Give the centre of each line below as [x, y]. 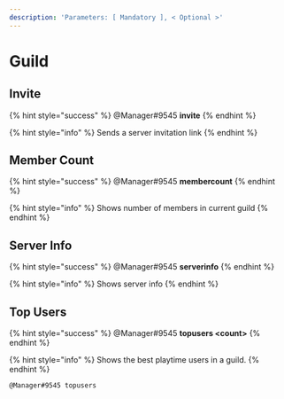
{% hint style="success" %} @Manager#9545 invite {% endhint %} [133, 115]
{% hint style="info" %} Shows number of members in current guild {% [139, 208]
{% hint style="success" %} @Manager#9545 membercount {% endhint [142, 182]
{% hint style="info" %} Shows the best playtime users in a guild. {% [134, 360]
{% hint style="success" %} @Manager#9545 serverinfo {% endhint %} [142, 267]
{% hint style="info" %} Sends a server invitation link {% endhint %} [134, 132]
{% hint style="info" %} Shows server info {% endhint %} [114, 284]
